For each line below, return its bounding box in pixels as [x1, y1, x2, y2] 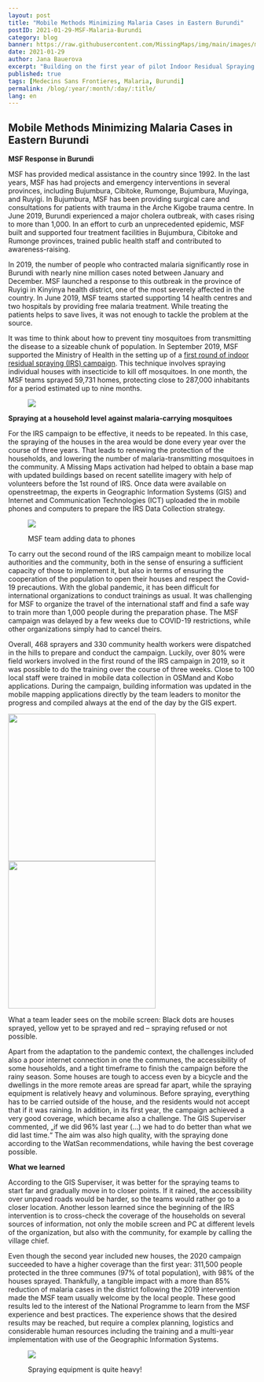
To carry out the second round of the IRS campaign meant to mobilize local [8, 549, 251, 559]
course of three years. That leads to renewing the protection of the [8, 446, 225, 455]
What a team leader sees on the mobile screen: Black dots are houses [8, 1015, 234, 1024]
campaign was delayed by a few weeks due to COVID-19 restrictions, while [8, 616, 251, 626]
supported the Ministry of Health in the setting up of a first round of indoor [8, 351, 249, 360]
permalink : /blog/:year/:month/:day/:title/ [8, 84, 156, 93]
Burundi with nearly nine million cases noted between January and [8, 268, 224, 278]
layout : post [8, 11, 51, 20]
